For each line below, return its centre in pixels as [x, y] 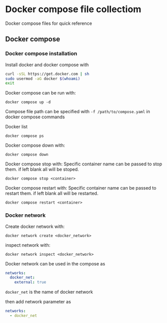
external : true [30, 282]
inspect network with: [28, 245]
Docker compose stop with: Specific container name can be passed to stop [84, 164]
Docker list [16, 127]
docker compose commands [35, 117]
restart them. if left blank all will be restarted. [52, 194]
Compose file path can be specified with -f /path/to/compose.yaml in [78, 112]
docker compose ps [25, 136]
